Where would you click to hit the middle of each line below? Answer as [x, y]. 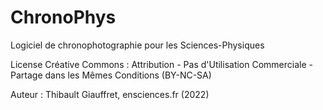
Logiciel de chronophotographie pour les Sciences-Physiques [137, 45]
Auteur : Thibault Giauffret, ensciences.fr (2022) [110, 94]
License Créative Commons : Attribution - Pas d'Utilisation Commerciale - [161, 64]
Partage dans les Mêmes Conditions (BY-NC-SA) [111, 75]
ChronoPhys [63, 17]
